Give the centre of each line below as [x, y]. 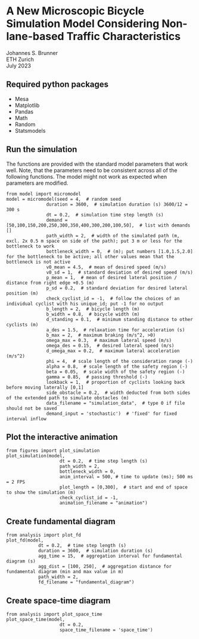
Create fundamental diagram [61, 521]
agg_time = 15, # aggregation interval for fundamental [110, 556]
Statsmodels [30, 130]
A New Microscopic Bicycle [75, 11]
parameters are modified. [37, 183]
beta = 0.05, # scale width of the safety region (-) [116, 372]
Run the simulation [42, 150]
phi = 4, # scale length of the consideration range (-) [120, 361]
